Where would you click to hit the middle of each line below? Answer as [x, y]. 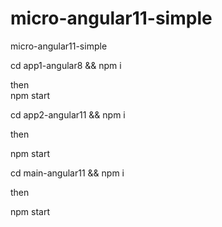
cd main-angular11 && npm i [67, 173]
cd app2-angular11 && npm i [68, 114]
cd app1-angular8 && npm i [66, 65]
